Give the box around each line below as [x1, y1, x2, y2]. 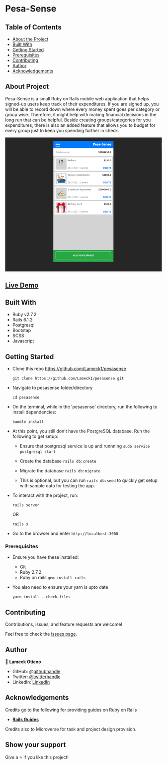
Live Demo [5, 281, 39, 290]
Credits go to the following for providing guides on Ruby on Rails [5, 707, 137, 713]
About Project [5, 82, 49, 91]
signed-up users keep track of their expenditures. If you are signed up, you [5, 101, 159, 107]
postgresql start [19, 449, 56, 454]
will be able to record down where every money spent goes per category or [5, 106, 160, 112]
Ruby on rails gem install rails [19, 575, 86, 581]
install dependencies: [12, 409, 56, 415]
